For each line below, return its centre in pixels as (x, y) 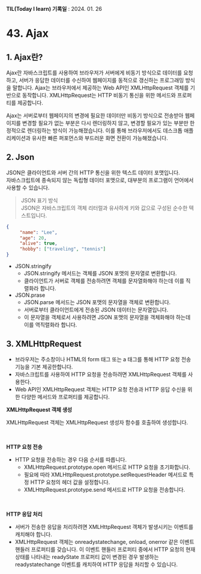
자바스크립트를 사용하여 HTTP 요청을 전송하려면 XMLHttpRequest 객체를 (101, 374)
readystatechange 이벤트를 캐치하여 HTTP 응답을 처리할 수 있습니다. (96, 564)
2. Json (20, 157)
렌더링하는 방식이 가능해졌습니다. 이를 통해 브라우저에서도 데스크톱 (105, 130)
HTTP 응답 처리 (25, 514)
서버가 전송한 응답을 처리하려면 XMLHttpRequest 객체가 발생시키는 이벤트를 (104, 527)
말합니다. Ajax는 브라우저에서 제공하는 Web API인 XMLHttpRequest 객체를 (100, 88)
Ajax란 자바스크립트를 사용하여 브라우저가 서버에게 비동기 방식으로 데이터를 (94, 73)
